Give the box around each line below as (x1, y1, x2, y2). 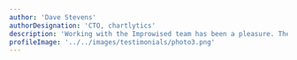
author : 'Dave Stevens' (9, 12, 97, 22)
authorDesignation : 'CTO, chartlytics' (9, 21, 156, 30)
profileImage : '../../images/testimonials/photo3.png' (9, 37, 216, 47)
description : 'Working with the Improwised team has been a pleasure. (9, 29, 275, 38)
